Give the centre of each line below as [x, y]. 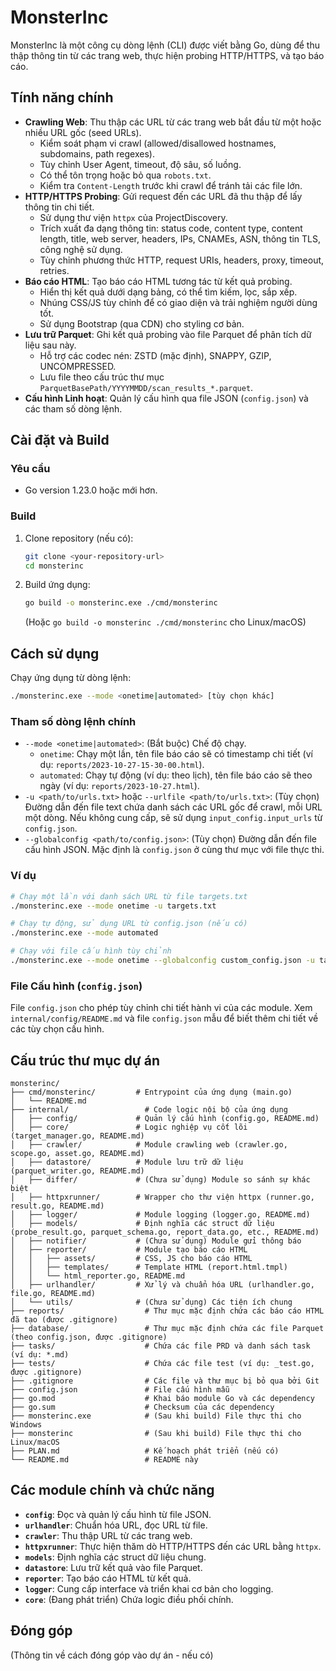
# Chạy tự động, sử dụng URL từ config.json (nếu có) [129, 924]
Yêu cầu [30, 469]
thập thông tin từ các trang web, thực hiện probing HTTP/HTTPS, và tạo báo [167, 55]
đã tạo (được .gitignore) [64, 1320]
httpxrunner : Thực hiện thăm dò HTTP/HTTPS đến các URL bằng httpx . [173, 1546]
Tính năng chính [62, 97]
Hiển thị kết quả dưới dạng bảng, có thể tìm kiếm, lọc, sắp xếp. [168, 292]
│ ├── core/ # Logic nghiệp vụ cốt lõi [129, 1127]
